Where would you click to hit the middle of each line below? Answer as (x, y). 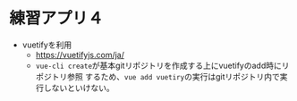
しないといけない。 (79, 88)
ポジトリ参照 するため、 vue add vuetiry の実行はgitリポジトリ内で (157, 76)
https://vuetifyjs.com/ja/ (80, 55)
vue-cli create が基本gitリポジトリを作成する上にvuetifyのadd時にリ (162, 65)
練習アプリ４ (57, 18)
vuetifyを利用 (47, 45)
